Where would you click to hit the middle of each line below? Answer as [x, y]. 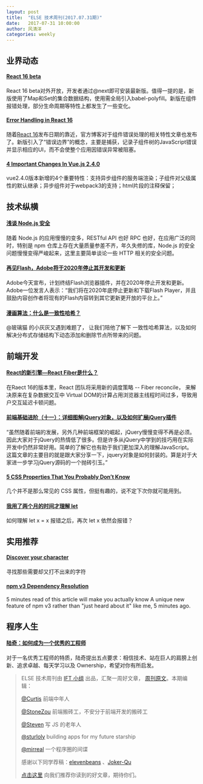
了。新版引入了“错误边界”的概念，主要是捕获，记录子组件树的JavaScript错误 [101, 142]
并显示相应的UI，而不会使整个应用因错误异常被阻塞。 [73, 149]
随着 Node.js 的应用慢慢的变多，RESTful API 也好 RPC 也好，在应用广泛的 [98, 238]
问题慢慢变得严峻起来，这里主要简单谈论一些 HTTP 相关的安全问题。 [92, 253]
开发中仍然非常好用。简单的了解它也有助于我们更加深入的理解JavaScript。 [99, 447]
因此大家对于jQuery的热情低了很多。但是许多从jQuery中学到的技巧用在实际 [100, 439]
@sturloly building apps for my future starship [78, 736]
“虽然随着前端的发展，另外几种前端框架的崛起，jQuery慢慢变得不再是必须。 [101, 432]
